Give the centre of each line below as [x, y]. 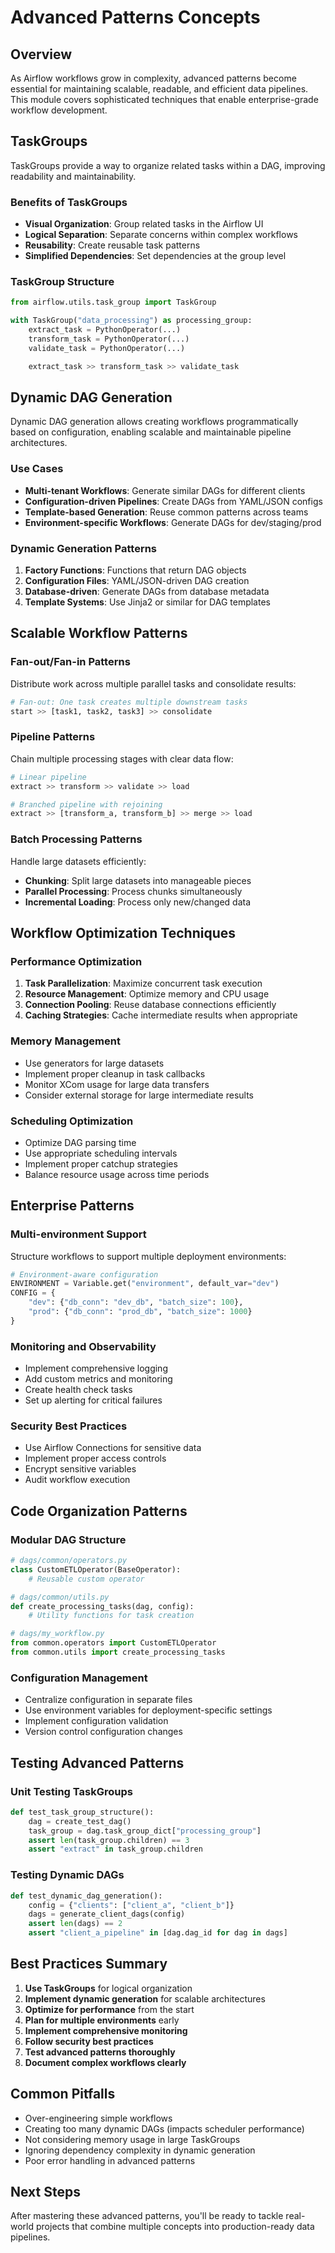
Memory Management [65, 1041]
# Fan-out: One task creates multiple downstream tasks [129, 702]
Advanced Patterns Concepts [135, 17]
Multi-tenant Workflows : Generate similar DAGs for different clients [165, 490]
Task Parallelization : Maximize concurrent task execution [143, 983]
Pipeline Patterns [53, 737]
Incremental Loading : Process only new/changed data [138, 902]
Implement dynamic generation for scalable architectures [145, 1998]
